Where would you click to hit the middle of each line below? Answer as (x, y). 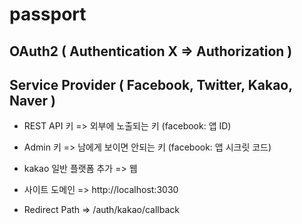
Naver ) (33, 100)
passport (48, 14)
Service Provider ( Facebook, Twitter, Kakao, (151, 84)
